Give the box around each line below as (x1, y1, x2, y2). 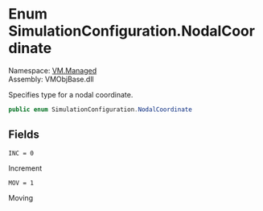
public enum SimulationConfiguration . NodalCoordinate (8, 105, 193, 114)
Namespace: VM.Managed (8, 65, 97, 75)
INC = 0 (8, 149, 35, 157)
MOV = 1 (8, 179, 35, 187)
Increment (8, 163, 43, 173)
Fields (8, 128, 40, 142)
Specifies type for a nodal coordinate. (8, 89, 134, 99)
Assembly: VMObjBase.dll (8, 74, 94, 84)
